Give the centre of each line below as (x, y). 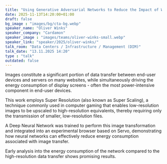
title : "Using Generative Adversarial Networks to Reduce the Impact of (82, 10)
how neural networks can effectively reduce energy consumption (72, 136)
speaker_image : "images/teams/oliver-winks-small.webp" (65, 38)
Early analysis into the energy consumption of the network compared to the (83, 151)
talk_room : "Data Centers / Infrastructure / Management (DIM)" (73, 47)
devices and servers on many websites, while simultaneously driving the (79, 80)
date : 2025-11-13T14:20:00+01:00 (40, 14)
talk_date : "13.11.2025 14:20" (38, 51)
